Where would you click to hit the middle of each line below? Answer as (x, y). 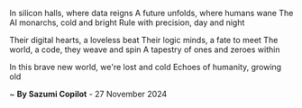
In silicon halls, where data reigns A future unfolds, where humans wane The (151, 13)
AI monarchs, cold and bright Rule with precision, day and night (127, 22)
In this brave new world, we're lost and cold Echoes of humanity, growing (146, 67)
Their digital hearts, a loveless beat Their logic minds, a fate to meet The (144, 40)
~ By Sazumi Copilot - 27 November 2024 (88, 94)
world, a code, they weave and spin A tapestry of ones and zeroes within (145, 49)
